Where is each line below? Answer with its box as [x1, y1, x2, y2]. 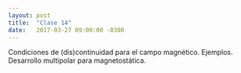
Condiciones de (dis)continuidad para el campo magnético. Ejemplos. [8, 48, 233, 57]
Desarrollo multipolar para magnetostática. [8, 56, 147, 65]
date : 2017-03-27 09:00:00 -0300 [8, 26, 125, 34]
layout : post [8, 11, 51, 20]
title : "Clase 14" [8, 19, 72, 27]
